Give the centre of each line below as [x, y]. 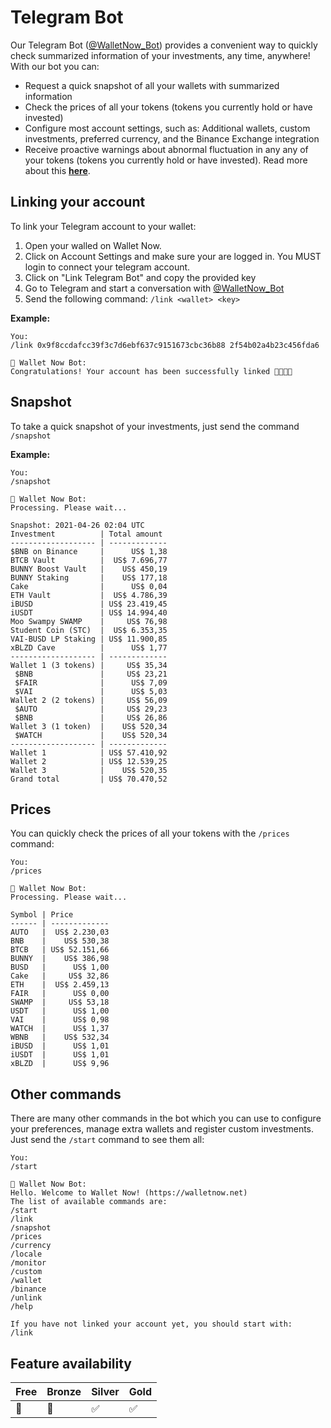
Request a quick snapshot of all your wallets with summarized [152, 85]
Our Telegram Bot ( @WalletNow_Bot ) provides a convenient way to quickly [164, 45]
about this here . [57, 170]
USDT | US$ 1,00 [60, 1011]
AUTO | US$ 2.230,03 [60, 932]
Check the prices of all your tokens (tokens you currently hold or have [168, 107]
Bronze [64, 1391]
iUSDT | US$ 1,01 [60, 1055]
